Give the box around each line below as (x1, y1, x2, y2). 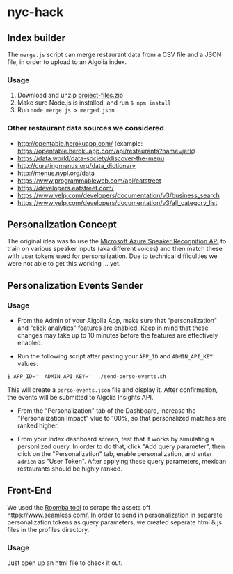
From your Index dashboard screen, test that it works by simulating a (17, 435, 214, 443)
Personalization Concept (7, 218, 117, 230)
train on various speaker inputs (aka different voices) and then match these (7, 245, 223, 253)
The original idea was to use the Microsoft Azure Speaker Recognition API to (7, 237, 227, 246)
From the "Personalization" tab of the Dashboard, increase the (17, 406, 196, 415)
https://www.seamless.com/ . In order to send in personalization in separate (7, 511, 223, 519)
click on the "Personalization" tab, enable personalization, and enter (17, 449, 213, 458)
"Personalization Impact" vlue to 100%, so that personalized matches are (17, 414, 227, 422)
